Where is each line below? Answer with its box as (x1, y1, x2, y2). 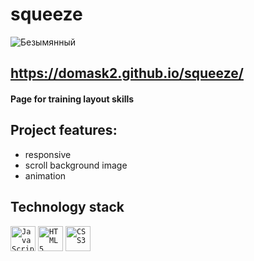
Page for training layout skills (10, 93, 135, 105)
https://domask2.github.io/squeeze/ (10, 65, 244, 82)
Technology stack (10, 199, 125, 216)
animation (24, 169, 67, 182)
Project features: (10, 122, 118, 139)
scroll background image (24, 159, 128, 171)
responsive (24, 148, 72, 160)
